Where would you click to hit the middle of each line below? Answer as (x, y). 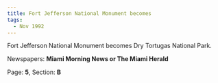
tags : (15, 20)
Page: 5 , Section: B (34, 72)
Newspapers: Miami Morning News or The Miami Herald (88, 59)
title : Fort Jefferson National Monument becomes (80, 13)
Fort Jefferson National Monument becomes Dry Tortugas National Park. (110, 46)
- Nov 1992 (29, 26)
